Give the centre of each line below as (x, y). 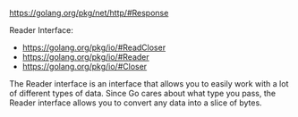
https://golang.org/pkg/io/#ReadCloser (94, 47)
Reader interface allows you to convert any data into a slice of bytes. (136, 103)
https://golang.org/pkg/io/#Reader (85, 57)
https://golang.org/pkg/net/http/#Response (89, 13)
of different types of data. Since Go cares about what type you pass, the (142, 93)
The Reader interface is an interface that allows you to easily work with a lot (149, 84)
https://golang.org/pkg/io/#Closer (85, 67)
